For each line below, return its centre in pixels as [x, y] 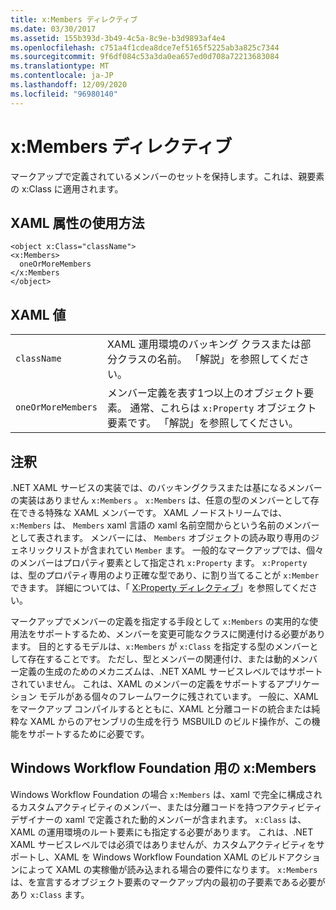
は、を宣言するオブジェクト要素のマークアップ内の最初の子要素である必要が [168, 882]
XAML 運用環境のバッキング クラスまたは [204, 344]
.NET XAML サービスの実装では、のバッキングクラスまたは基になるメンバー [166, 487]
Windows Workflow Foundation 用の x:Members [163, 768]
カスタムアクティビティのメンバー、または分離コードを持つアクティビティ [170, 807]
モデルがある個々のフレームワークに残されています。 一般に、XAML [178, 696]
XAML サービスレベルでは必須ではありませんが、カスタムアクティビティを [163, 844]
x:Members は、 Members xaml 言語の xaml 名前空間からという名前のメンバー [165, 525]
